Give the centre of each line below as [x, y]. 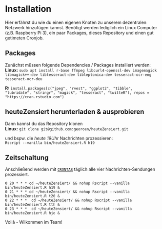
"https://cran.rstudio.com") [35, 97]
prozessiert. [17, 175]
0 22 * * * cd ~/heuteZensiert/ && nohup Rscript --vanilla [69, 200]
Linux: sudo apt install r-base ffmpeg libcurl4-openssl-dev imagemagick [81, 70]
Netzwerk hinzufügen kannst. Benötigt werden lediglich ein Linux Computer [81, 27]
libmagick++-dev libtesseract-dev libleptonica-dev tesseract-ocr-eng [78, 75]
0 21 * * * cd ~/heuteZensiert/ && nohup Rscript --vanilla [68, 192]
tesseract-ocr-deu [24, 79]
